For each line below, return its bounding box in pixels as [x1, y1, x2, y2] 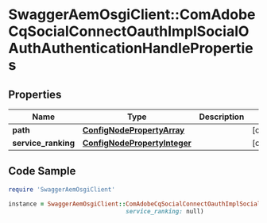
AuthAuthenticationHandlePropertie [8, 40, 253, 57]
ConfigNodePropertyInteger [82, 137, 192, 148]
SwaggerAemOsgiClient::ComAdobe [8, 6, 256, 24]
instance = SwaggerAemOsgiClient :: [8, 200, 126, 208]
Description [199, 111, 245, 122]
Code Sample [8, 164, 76, 178]
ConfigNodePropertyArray [82, 125, 185, 136]
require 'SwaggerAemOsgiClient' [8, 185, 115, 194]
